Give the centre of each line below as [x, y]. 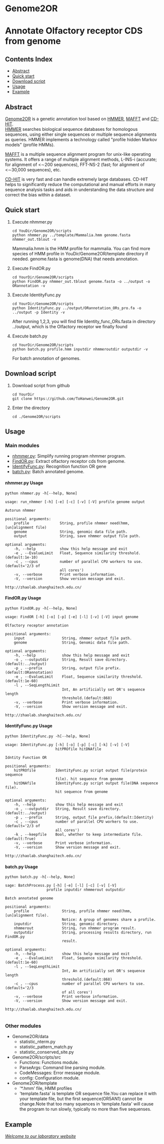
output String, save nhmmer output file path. [77, 536]
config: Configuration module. [50, 1078]
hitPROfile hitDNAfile [78, 749]
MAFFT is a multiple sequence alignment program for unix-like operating [78, 154]
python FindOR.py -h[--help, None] [41, 608]
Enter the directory [31, 408]
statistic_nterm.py [37, 1042]
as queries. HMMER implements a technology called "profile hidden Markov [81, 139]
